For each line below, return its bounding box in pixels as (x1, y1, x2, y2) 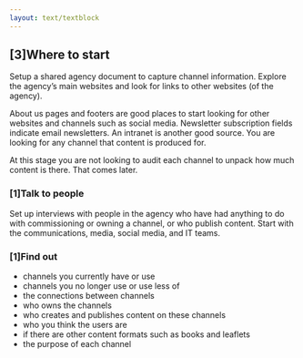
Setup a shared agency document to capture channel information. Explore (9, 71, 287, 82)
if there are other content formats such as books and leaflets (22, 329, 250, 340)
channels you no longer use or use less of (22, 281, 180, 292)
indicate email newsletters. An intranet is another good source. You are (9, 128, 276, 138)
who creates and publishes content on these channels (22, 310, 226, 321)
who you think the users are (22, 320, 127, 331)
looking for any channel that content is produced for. (9, 138, 207, 148)
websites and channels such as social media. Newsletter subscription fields (9, 118, 293, 128)
